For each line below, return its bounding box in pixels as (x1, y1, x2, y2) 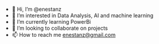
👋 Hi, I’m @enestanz (11, 6, 62, 12)
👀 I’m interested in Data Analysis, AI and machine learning (11, 12, 154, 19)
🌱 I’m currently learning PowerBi (11, 18, 91, 25)
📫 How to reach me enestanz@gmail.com (11, 32, 116, 38)
